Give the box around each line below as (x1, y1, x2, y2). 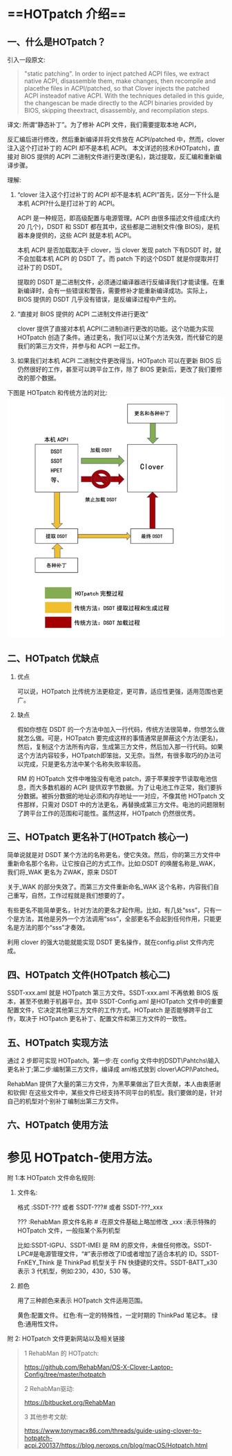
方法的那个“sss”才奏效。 (19, 923, 89, 932)
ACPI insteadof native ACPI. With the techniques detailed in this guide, (23, 91, 224, 100)
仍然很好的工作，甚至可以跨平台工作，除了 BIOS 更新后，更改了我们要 (17, 365, 217, 374)
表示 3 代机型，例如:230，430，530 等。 (17, 1267, 135, 1275)
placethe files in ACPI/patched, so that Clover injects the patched (23, 84, 210, 92)
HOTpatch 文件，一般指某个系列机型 (17, 1226, 121, 1235)
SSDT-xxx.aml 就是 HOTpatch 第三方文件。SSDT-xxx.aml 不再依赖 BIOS (7, 988, 211, 997)
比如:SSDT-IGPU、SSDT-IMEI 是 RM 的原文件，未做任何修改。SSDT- (17, 1241, 212, 1249)
